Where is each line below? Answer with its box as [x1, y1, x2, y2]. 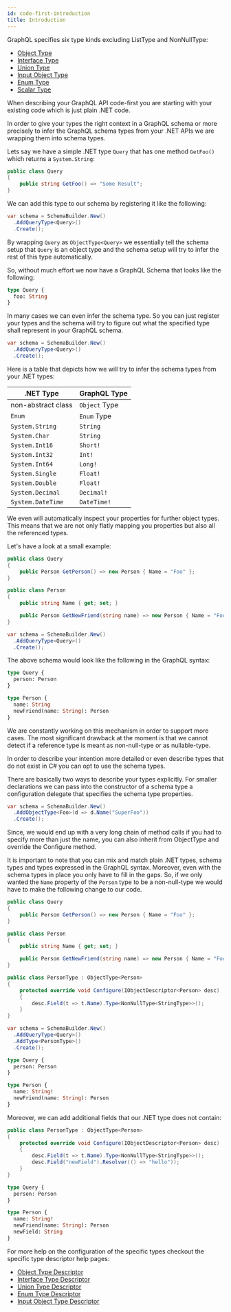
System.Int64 [10, 460, 54, 468]
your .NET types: [7, 372, 55, 380]
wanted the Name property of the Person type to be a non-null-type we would [7, 878, 223, 886]
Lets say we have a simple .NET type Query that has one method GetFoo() [7, 147, 215, 155]
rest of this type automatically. [7, 252, 93, 261]
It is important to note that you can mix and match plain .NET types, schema [7, 856, 222, 864]
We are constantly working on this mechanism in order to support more [7, 727, 209, 735]
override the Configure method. [7, 843, 97, 851]
